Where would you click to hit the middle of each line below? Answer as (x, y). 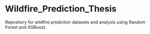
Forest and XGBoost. (26, 27)
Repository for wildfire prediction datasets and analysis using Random (75, 22)
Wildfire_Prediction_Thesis (61, 9)
